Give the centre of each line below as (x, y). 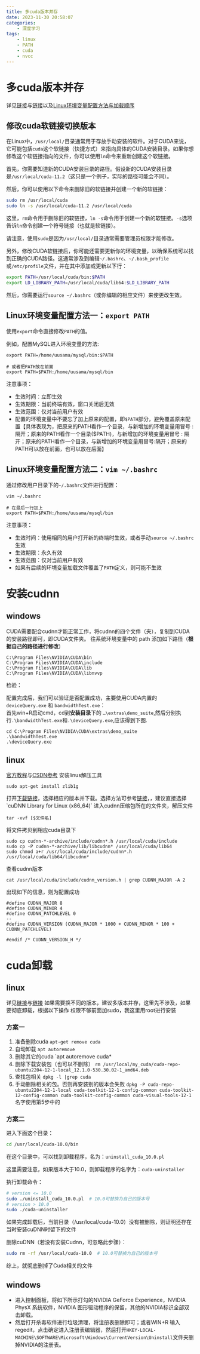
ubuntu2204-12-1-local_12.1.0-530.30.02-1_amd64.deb (82, 1070)
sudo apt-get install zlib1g (42, 787)
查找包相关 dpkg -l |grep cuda (53, 1076)
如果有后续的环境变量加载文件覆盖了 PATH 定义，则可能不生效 (88, 567)
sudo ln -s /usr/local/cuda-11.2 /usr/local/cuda (69, 206)
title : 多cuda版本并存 (32, 12)
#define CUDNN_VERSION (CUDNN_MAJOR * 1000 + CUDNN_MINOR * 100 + (90, 924)
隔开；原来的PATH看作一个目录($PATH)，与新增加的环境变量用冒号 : (99, 434)
